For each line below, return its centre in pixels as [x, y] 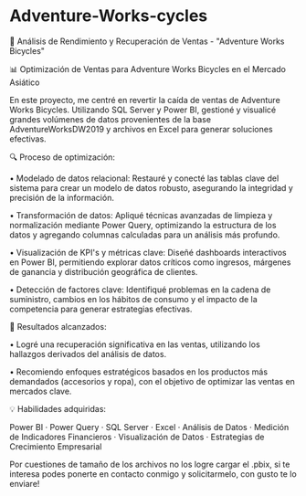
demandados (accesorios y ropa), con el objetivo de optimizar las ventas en [152, 381]
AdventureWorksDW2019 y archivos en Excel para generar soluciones [141, 129]
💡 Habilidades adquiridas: [58, 408]
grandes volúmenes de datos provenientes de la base [111, 119]
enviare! [25, 483]
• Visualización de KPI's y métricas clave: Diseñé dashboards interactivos [148, 252]
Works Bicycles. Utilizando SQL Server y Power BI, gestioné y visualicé [143, 110]
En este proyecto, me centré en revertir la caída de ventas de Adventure [145, 100]
